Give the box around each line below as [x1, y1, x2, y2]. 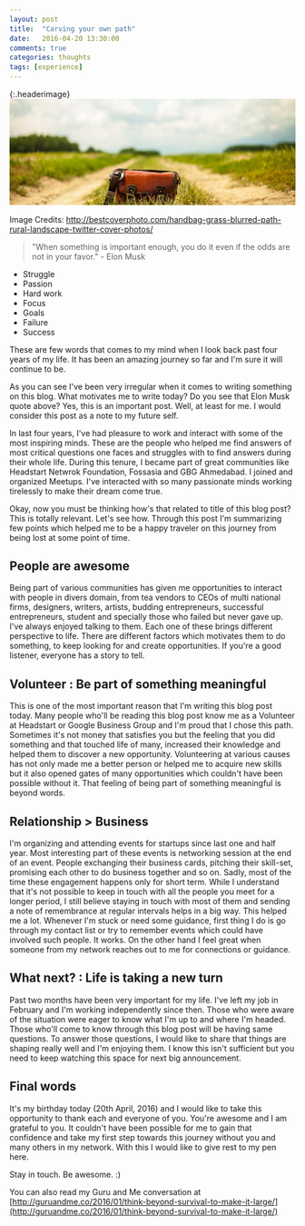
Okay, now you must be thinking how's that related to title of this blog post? [9, 503, 291, 513]
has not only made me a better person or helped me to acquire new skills [9, 759, 282, 770]
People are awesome [9, 558, 130, 573]
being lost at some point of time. [9, 532, 131, 543]
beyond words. [9, 787, 65, 799]
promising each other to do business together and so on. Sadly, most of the [9, 866, 292, 877]
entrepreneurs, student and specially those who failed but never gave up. [9, 612, 284, 623]
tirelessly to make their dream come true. [9, 485, 163, 496]
